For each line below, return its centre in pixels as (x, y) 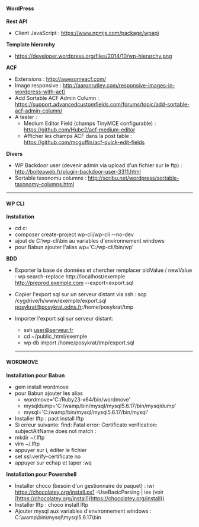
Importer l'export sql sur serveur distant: (64, 319)
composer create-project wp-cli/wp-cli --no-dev (74, 234)
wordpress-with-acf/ (40, 92)
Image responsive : (38, 86)
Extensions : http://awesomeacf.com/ (60, 79)
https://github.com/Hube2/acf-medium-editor (79, 130)
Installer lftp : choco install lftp (52, 504)
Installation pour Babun (36, 375)
